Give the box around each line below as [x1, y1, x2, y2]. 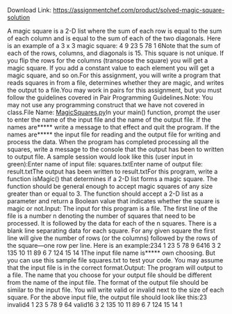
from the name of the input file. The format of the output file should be [7, 278, 208, 286]
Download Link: [7, 6, 52, 14]
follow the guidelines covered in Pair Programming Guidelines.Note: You [7, 93, 213, 102]
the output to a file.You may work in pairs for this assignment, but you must [7, 86, 222, 94]
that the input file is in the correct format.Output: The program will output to [7, 264, 224, 272]
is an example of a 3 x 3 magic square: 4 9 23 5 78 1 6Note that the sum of [7, 42, 221, 49]
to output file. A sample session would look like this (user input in [7, 152, 193, 161]
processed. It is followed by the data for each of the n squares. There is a [7, 219, 217, 227]
